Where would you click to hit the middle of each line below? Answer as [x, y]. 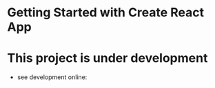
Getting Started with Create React [106, 13]
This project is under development [107, 58]
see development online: [52, 77]
